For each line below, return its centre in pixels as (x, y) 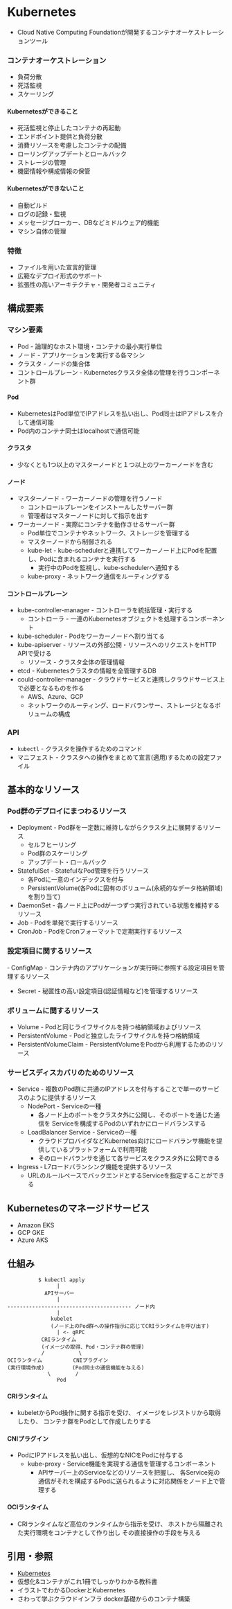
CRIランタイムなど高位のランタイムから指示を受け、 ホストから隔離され (120, 1524)
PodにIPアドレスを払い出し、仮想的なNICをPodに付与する (100, 1455)
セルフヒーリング (52, 845)
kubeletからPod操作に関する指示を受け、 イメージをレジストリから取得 (119, 1413)
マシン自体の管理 (42, 231)
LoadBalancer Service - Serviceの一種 (82, 1132)
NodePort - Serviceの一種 (64, 1106)
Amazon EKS (36, 1225)
